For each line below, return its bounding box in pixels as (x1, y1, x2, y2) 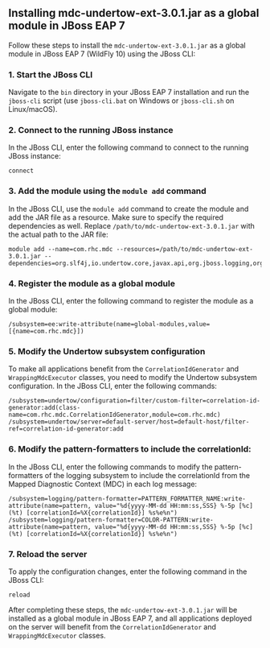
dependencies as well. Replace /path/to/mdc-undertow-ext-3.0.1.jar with (8, 221, 256, 230)
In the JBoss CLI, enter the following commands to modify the (8, 462, 213, 472)
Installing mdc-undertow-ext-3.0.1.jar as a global (8, 6, 260, 20)
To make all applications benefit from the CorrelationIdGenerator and (8, 364, 239, 374)
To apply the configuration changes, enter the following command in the (8, 567, 247, 576)
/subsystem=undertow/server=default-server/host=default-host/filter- (8, 418, 250, 426)
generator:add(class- (8, 404, 81, 412)
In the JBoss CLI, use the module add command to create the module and (8, 204, 249, 213)
